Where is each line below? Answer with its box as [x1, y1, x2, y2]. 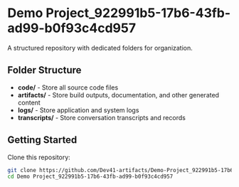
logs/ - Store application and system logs [17, 105, 139, 114]
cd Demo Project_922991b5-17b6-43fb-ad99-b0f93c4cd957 [7, 173, 174, 181]
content [17, 98, 41, 107]
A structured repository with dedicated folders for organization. [7, 43, 193, 52]
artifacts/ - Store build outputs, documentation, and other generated [17, 90, 219, 99]
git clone [7, 166, 37, 173]
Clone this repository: [7, 153, 71, 161]
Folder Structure [7, 64, 82, 76]
